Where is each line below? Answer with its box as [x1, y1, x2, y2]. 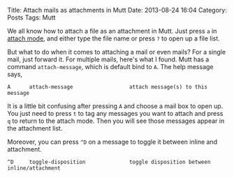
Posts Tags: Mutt [7, 13, 56, 22]
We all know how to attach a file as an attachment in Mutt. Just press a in [7, 27, 217, 35]
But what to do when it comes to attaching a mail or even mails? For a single [7, 48, 226, 56]
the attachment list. [7, 124, 63, 132]
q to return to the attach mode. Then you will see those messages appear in [7, 117, 225, 125]
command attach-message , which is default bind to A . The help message [7, 63, 214, 71]
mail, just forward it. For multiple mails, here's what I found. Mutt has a [7, 55, 210, 64]
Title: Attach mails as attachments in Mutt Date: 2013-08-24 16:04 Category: [7, 6, 227, 14]
